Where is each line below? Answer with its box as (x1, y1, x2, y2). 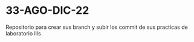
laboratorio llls (5, 29, 41, 37)
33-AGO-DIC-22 (5, 4, 89, 17)
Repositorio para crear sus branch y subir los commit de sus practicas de (5, 23, 188, 31)
